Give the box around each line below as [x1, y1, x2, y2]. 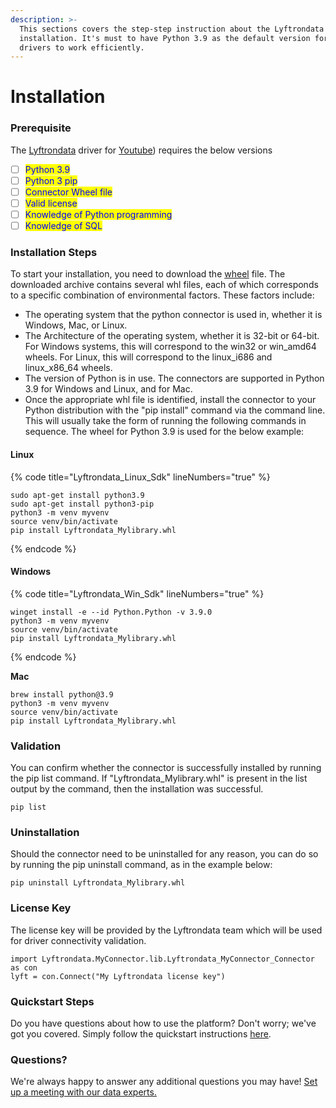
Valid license [24, 197, 78, 209]
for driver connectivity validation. [10, 934, 147, 946]
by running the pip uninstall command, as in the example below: [10, 859, 273, 871]
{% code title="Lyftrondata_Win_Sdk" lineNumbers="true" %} [10, 587, 265, 600]
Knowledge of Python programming [24, 208, 173, 220]
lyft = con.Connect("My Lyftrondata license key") [10, 971, 226, 981]
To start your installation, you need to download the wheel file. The [10, 268, 286, 280]
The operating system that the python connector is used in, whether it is [24, 309, 323, 321]
